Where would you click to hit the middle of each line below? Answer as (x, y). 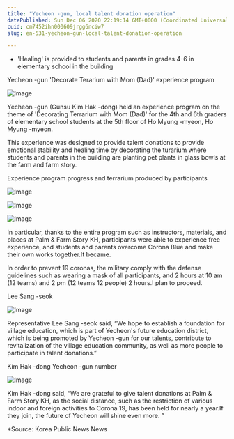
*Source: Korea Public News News (57, 429)
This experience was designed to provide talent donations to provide (106, 143)
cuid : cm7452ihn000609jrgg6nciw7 (56, 26)
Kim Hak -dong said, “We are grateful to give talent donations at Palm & (110, 394)
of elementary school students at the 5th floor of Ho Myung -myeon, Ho (110, 122)
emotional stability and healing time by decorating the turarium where (107, 150)
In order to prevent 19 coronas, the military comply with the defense (104, 268)
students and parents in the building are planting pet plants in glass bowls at (116, 157)
